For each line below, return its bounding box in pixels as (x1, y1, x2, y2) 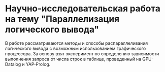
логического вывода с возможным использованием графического (5, 45, 146, 51)
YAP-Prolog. (25, 61, 51, 67)
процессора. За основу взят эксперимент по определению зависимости (5, 50, 159, 57)
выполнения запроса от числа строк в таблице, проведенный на (5, 56, 141, 62)
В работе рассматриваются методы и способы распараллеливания (5, 40, 148, 46)
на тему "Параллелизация (5, 13, 120, 25)
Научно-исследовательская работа (5, 3, 161, 14)
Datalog (5, 61, 21, 67)
